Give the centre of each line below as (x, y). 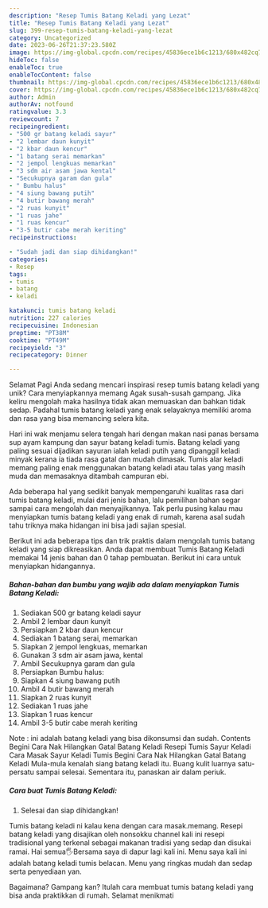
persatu (22, 772)
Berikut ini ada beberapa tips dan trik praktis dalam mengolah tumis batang (132, 541)
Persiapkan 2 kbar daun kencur (72, 630)
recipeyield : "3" (38, 348)
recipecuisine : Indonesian (54, 325)
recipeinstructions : (43, 238)
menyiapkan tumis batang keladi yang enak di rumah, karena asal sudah (127, 517)
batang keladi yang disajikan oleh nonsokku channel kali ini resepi (117, 834)
